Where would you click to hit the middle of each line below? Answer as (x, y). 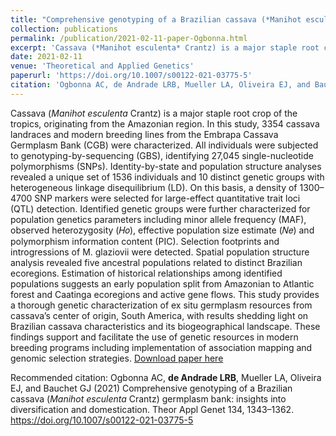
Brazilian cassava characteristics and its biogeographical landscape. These (165, 326)
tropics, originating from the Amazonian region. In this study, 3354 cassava (165, 123)
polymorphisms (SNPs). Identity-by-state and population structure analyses (166, 166)
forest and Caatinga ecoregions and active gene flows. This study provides (165, 294)
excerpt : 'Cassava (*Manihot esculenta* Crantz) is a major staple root (165, 47)
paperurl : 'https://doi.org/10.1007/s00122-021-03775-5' (131, 76)
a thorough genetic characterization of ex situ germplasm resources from (161, 305)
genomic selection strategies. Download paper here (117, 358)
